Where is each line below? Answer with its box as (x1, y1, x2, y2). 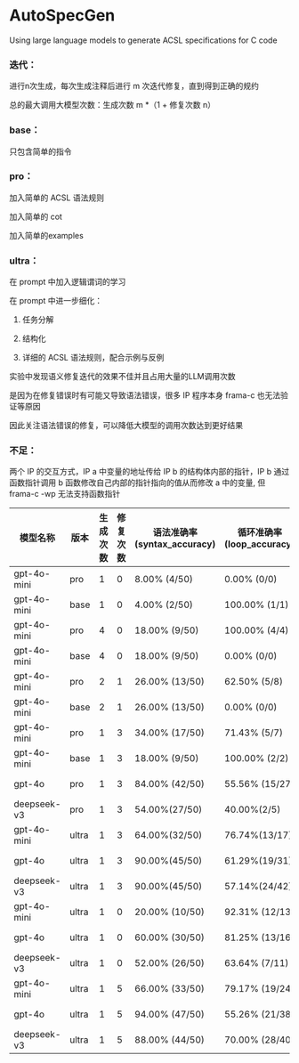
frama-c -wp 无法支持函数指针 (9, 489, 121, 499)
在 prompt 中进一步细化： (9, 296, 103, 306)
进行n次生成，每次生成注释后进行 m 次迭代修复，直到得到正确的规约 (9, 81, 260, 92)
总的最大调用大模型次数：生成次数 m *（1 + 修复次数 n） (9, 100, 216, 110)
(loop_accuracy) (223, 538, 295, 550)
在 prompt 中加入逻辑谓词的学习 (9, 277, 126, 288)
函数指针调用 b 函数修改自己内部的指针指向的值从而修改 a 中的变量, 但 (9, 477, 266, 488)
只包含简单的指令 (9, 146, 72, 157)
